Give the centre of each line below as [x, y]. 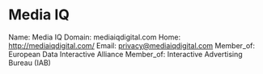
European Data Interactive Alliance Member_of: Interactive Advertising [125, 54]
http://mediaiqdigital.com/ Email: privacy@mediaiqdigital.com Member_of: [132, 45]
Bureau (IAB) [30, 63]
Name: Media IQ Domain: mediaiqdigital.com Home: [94, 37]
